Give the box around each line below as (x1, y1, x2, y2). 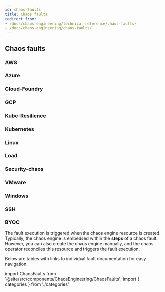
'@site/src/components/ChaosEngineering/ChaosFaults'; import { (5, 276, 140, 282)
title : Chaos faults (5, 12, 48, 17)
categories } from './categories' (5, 281, 69, 287)
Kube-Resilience (5, 112, 46, 119)
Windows (5, 192, 29, 199)
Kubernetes (5, 126, 34, 133)
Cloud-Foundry (5, 85, 43, 92)
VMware (5, 179, 26, 186)
